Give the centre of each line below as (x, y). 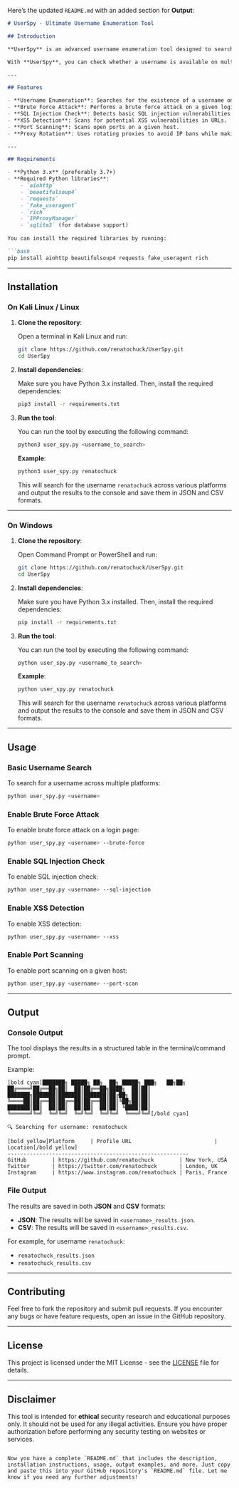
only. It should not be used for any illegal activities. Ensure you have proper (117, 1424)
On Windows (30, 525)
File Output (27, 1191)
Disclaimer (32, 1399)
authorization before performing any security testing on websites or (107, 1432)
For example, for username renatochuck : (67, 1241)
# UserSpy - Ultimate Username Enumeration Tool (81, 24)
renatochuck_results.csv (54, 1263)
